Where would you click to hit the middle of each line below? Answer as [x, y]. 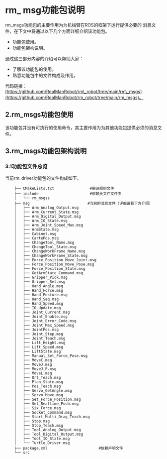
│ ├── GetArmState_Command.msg [49, 273]
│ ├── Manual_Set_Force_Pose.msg [51, 356]
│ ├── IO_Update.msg [38, 308]
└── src [22, 453]
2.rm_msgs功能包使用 [39, 115]
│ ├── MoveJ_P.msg [35, 369]
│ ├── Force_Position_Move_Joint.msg [55, 260]
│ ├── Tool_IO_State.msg [42, 439]
